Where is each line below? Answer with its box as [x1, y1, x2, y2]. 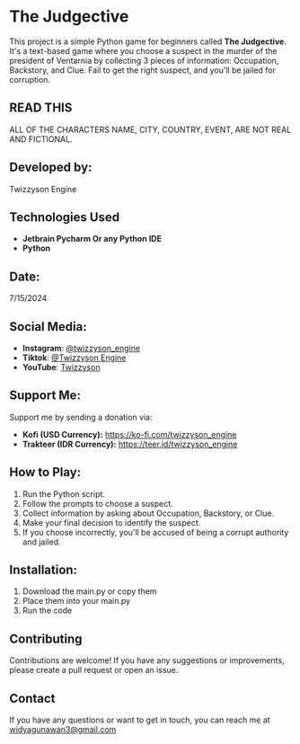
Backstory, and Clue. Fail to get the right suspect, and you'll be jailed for [9, 65, 276, 75]
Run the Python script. [22, 488, 106, 500]
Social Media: [9, 319, 87, 334]
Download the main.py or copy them [22, 586, 157, 597]
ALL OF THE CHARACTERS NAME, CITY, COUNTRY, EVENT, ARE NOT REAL [9, 124, 292, 135]
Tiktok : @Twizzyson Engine [22, 352, 127, 363]
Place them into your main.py [22, 596, 131, 607]
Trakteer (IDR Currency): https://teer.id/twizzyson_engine [22, 438, 238, 449]
